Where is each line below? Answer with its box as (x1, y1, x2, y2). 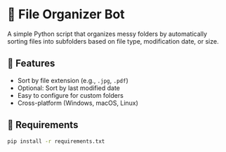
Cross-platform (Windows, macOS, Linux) (17, 99, 139, 107)
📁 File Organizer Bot (7, 6, 125, 23)
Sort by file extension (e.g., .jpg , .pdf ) (17, 76, 128, 84)
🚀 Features (7, 58, 55, 70)
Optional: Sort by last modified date (17, 84, 121, 92)
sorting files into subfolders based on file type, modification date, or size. (7, 37, 219, 45)
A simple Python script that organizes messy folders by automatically (7, 30, 208, 38)
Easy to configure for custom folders (17, 91, 124, 99)
